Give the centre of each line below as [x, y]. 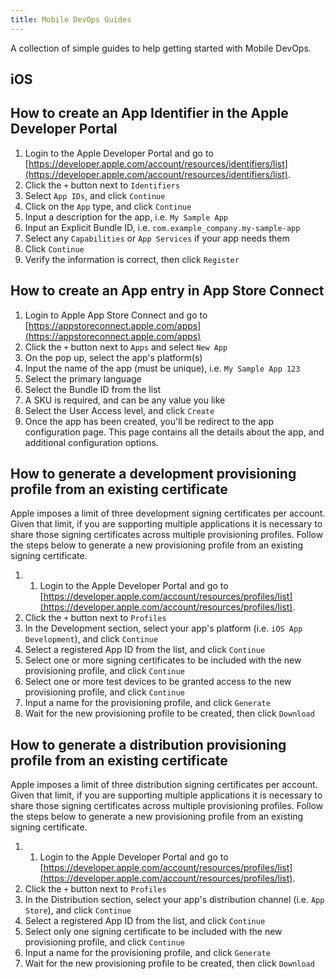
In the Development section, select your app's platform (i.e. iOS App [163, 628]
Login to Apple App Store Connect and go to [116, 315]
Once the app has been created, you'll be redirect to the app [149, 421]
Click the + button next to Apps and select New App [126, 347]
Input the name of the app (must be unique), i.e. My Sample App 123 [162, 368]
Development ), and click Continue [91, 639]
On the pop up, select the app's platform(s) [113, 357]
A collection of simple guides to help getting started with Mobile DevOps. [161, 48]
